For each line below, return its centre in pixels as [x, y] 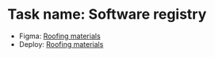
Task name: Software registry [107, 14]
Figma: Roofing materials [60, 36]
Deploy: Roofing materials [61, 44]
